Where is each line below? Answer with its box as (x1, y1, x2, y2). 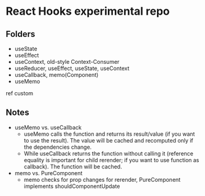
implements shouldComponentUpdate (23, 182, 120, 190)
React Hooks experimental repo (6, 4, 170, 18)
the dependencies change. (23, 143, 92, 151)
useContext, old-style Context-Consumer (14, 58, 120, 65)
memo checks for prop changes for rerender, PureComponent (23, 176, 181, 183)
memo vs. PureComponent (14, 169, 83, 176)
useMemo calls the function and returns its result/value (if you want (23, 130, 195, 138)
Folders (6, 29, 36, 39)
